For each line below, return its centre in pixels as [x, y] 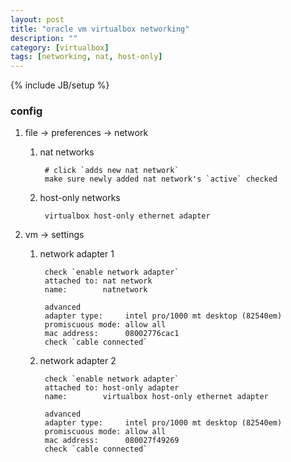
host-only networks [80, 198]
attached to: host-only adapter [112, 388]
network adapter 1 [77, 254]
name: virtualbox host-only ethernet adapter [156, 397]
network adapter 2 [78, 361]
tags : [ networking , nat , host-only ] [86, 57]
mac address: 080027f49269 [112, 441]
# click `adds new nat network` [112, 171]
